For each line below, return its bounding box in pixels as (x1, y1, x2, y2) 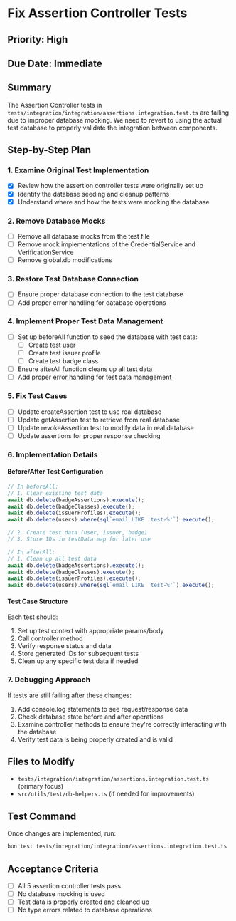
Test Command (7, 810, 77, 822)
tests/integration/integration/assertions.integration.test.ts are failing (7, 108, 230, 117)
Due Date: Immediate (7, 57, 102, 69)
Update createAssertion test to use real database (17, 407, 162, 416)
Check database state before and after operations (17, 712, 164, 721)
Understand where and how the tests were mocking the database (17, 197, 210, 206)
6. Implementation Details (7, 449, 98, 459)
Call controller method (17, 634, 83, 642)
